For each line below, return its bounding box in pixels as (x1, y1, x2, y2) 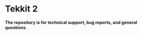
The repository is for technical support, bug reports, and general (5, 19, 138, 25)
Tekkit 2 (5, 3, 38, 14)
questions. (5, 24, 28, 30)
